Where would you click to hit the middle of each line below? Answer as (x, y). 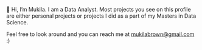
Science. (17, 22)
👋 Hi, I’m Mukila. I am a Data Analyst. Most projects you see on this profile (99, 9)
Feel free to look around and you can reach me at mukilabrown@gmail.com (100, 34)
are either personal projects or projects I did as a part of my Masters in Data (101, 16)
